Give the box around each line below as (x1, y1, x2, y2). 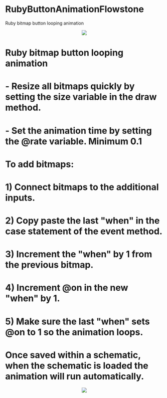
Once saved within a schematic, (5, 349, 141, 360)
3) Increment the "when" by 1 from (5, 249, 152, 260)
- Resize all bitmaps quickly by (5, 81, 135, 92)
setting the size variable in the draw (5, 91, 157, 103)
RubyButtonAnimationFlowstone (5, 4, 144, 15)
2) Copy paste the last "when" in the (5, 215, 160, 227)
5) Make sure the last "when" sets (5, 316, 150, 327)
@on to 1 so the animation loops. (5, 326, 143, 338)
